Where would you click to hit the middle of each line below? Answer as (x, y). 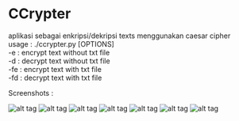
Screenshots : (31, 93)
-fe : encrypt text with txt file (55, 69)
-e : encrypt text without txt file (59, 52)
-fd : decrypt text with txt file (55, 78)
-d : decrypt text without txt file (59, 61)
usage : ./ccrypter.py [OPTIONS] (62, 43)
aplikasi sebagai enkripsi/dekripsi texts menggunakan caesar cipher (119, 36)
